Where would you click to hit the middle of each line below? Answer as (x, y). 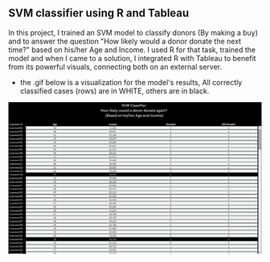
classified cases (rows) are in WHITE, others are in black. (115, 91)
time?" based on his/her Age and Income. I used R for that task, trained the (132, 49)
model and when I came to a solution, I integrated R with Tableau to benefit (132, 58)
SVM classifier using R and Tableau (99, 13)
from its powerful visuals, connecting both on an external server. (115, 67)
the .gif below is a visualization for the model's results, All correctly (131, 82)
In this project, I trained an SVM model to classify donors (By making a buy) (133, 32)
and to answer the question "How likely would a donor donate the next (125, 41)
